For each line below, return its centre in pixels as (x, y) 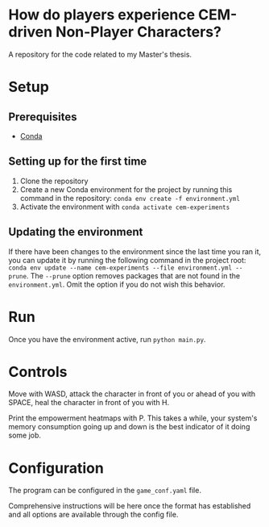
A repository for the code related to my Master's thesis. (100, 54)
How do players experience (102, 15)
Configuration (56, 468)
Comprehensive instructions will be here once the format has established (130, 506)
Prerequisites (43, 117)
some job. (25, 435)
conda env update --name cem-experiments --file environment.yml (120, 268)
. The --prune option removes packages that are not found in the (133, 275)
